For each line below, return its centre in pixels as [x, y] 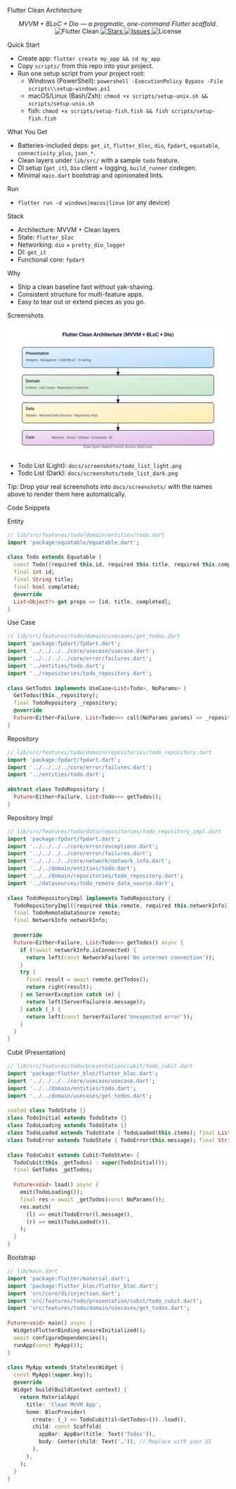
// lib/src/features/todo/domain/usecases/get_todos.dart [94, 636]
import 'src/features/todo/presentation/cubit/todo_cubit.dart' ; [105, 1301]
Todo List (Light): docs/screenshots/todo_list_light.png [99, 465]
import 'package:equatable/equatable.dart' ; [73, 542]
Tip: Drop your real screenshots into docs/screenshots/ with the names [110, 486]
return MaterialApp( [50, 1397]
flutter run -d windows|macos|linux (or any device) [94, 202]
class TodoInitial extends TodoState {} [67, 1118]
